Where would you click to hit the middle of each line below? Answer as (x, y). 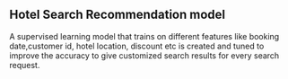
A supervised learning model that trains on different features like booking (144, 36)
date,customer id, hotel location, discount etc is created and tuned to (137, 46)
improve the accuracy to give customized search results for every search (144, 55)
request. (25, 65)
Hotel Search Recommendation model (118, 15)
